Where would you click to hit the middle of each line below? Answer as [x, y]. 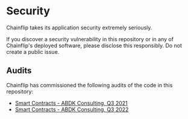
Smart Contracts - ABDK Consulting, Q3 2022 [72, 109]
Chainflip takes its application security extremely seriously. [79, 28]
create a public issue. [33, 51]
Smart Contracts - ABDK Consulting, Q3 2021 [71, 103]
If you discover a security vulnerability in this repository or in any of [90, 39]
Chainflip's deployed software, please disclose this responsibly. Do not [94, 45]
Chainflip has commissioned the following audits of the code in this [89, 85]
